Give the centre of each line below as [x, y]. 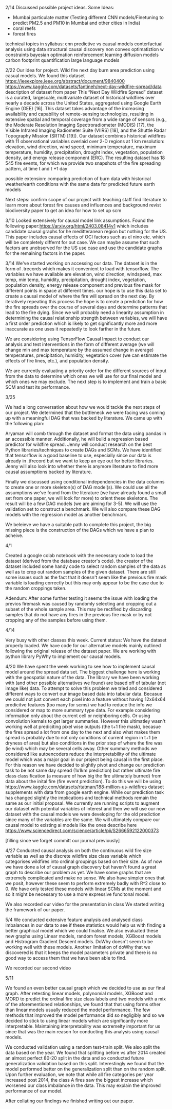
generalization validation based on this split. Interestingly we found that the [85, 1063]
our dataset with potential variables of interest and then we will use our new [85, 809]
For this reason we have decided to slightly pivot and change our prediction [85, 765]
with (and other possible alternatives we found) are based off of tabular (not [86, 683]
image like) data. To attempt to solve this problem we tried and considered [84, 688]
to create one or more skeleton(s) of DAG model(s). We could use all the [81, 487]
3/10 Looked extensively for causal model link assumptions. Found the [80, 220]
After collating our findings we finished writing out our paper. [70, 1101]
